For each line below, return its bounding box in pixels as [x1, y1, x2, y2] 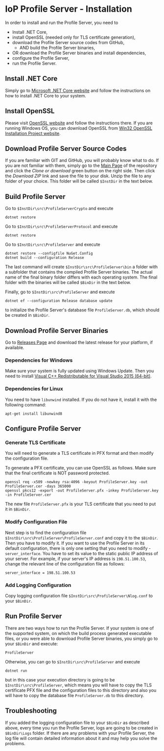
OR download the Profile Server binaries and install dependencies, [12, 50, 146, 56]
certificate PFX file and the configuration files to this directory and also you [5, 687, 157, 693]
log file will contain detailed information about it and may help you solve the [5, 735, 158, 741]
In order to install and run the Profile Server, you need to [5, 20, 118, 25]
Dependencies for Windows [5, 356, 73, 363]
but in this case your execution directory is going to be [5, 677, 115, 682]
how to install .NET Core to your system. [5, 93, 87, 98]
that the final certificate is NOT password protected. [5, 470, 110, 476]
